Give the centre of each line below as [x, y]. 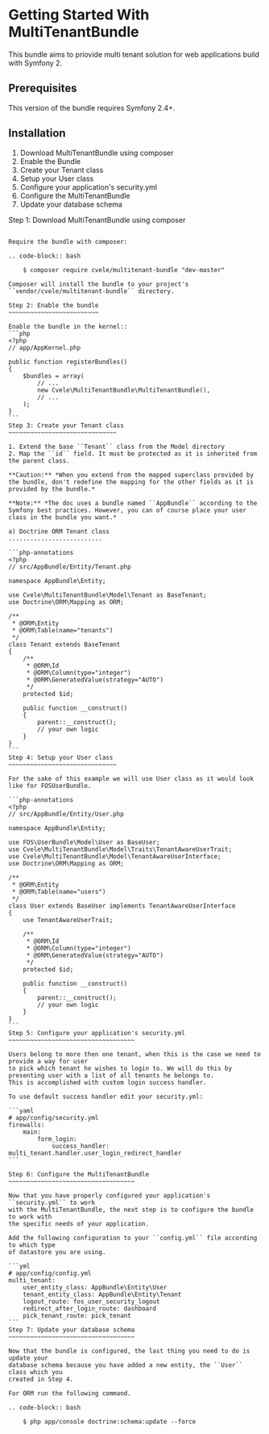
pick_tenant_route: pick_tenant [77, 1315]
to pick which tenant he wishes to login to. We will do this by [120, 1068]
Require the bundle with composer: [68, 241]
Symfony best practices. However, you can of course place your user [128, 510]
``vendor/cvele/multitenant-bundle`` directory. [91, 291]
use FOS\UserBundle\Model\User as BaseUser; [84, 842]
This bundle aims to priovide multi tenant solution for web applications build [134, 54]
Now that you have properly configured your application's [110, 1195]
